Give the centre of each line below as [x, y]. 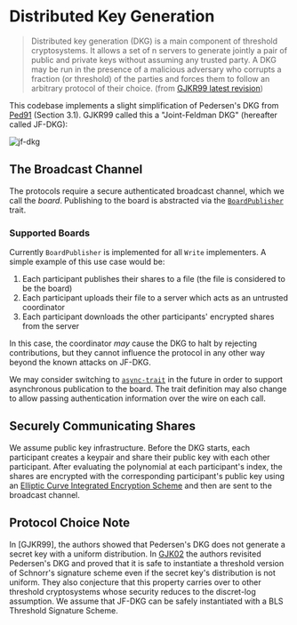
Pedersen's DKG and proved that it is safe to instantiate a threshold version [147, 563]
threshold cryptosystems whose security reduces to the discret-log [132, 591]
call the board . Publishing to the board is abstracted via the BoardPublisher [147, 200]
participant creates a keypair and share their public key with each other [140, 457]
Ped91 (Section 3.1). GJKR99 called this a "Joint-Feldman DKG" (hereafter [144, 115]
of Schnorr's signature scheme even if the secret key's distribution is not [142, 573]
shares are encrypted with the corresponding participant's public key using [147, 476]
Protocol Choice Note [70, 523]
